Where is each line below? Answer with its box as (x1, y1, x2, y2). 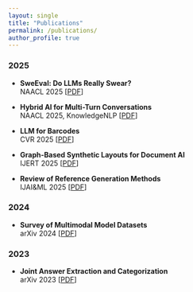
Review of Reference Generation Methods (19, 173, 161, 183)
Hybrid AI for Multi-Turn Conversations (19, 102, 152, 111)
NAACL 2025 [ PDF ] (19, 87, 84, 96)
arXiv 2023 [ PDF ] (19, 275, 77, 285)
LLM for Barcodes (19, 126, 80, 135)
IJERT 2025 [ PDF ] (19, 158, 79, 168)
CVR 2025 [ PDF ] (19, 134, 75, 144)
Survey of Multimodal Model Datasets (19, 220, 148, 229)
